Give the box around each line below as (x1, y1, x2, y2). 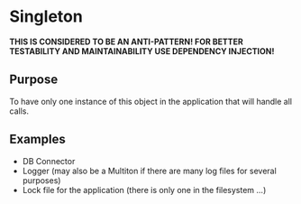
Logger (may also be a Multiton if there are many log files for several (22, 165, 277, 176)
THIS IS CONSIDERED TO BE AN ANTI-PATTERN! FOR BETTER (9, 36, 243, 47)
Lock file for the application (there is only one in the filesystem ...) (22, 184, 267, 195)
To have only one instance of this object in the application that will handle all (9, 96, 293, 107)
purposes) (22, 174, 61, 186)
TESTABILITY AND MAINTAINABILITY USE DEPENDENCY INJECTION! (9, 45, 275, 56)
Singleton (9, 6, 83, 27)
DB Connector (22, 155, 76, 166)
